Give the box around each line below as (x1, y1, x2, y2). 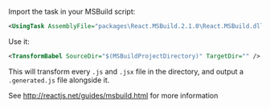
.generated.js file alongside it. (8, 75, 110, 85)
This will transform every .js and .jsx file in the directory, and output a (8, 66, 243, 76)
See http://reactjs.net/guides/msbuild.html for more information (8, 90, 219, 100)
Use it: (8, 36, 30, 46)
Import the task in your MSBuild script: (8, 7, 136, 16)
